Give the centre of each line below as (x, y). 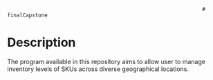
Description (41, 42)
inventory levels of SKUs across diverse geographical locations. (98, 69)
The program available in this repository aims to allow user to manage (106, 61)
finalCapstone (28, 15)
